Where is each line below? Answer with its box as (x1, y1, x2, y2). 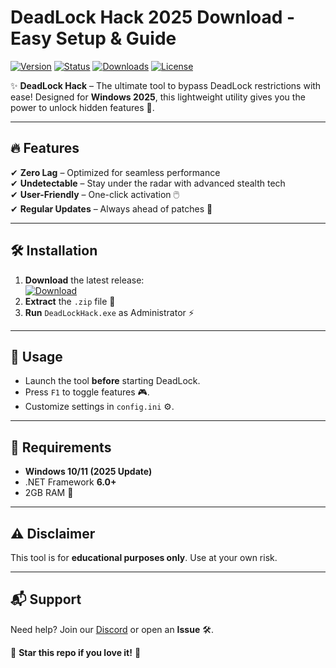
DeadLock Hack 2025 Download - (10, 6, 296, 29)
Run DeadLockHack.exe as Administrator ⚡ (24, 306, 195, 318)
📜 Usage (10, 348, 63, 365)
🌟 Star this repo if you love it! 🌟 (10, 646, 142, 658)
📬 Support (10, 591, 82, 608)
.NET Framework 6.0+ (24, 476, 117, 488)
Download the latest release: (24, 274, 145, 286)
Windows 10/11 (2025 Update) (24, 466, 153, 478)
